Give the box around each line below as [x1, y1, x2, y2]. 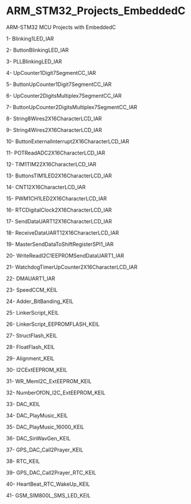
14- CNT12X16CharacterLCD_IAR [6, 183, 86, 190]
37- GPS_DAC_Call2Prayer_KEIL [6, 446, 84, 453]
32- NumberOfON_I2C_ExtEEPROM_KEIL [6, 389, 106, 396]
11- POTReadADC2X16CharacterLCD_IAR [6, 149, 106, 156]
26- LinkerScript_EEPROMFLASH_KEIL [6, 320, 100, 328]
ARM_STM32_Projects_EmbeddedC [6, 4, 186, 18]
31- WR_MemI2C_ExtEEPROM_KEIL [6, 377, 92, 384]
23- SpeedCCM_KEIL [6, 286, 58, 293]
